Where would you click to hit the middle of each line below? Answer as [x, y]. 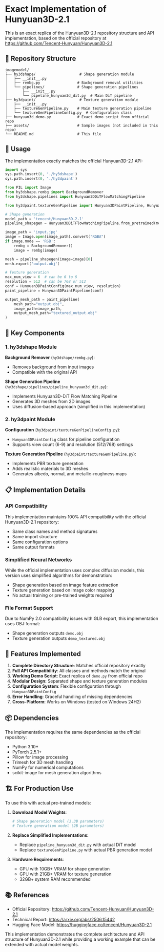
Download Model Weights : [40, 812]
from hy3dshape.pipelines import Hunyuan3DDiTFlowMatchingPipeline [75, 196]
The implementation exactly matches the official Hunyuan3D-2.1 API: [74, 161]
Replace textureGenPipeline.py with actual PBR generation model [86, 850]
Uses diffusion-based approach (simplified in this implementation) [79, 406]
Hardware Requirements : [38, 859]
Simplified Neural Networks [39, 559]
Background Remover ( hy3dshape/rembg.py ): [50, 357]
